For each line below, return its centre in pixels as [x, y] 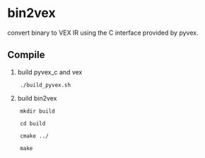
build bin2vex [37, 98]
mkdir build [37, 111]
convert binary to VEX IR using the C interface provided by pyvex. [103, 33]
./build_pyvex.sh [46, 85]
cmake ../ [35, 136]
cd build [33, 123]
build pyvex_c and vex [50, 72]
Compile [26, 55]
